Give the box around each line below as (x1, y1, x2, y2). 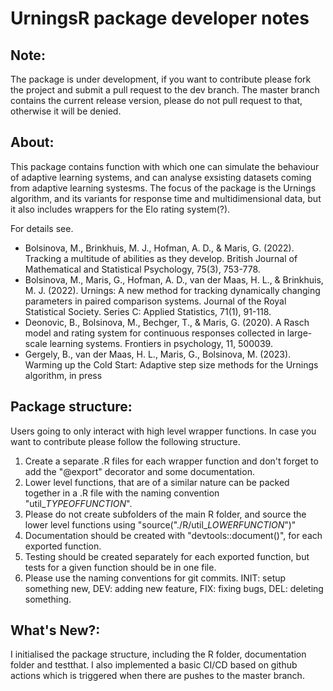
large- (286, 327, 313, 339)
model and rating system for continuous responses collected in (24, 327, 285, 339)
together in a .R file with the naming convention (24, 487, 220, 499)
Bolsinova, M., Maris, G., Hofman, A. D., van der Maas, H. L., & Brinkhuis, (24, 273, 324, 286)
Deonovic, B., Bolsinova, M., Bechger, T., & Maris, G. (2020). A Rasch (24, 316, 310, 328)
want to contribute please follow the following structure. (10, 435, 241, 447)
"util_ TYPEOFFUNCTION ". (24, 497, 133, 509)
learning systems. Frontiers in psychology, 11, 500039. (49, 337, 273, 349)
